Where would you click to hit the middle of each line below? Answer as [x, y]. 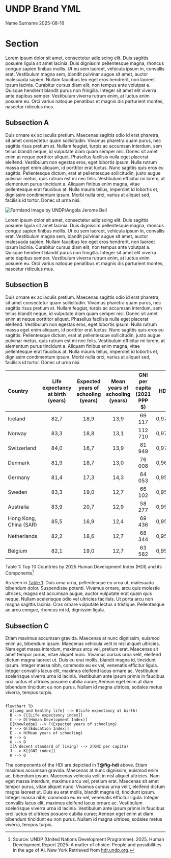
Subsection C [27, 626]
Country [18, 391]
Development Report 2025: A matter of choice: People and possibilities [87, 844]
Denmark [19, 463]
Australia [18, 507]
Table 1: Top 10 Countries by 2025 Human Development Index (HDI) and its [83, 566]
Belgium [18, 551]
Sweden [18, 492]
